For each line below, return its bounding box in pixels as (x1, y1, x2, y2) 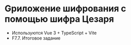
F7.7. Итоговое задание (11, 35, 61, 41)
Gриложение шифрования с (4, 3, 127, 14)
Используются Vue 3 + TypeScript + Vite (11, 30, 97, 36)
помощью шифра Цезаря (4, 13, 114, 25)
